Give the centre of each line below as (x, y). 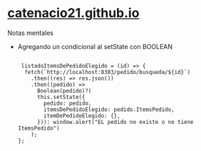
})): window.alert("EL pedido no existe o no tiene (115, 122)
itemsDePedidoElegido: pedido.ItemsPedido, (109, 109)
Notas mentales (30, 33)
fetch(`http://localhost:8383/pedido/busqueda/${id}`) (108, 72)
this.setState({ (61, 97)
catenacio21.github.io (73, 13)
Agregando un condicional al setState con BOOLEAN (95, 46)
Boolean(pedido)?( (64, 90)
